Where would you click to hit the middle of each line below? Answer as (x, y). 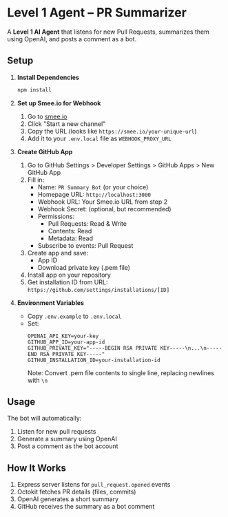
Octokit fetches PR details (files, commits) (76, 492)
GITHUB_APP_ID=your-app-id (66, 342)
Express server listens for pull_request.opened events (94, 485)
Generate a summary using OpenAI (67, 439)
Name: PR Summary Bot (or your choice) (93, 187)
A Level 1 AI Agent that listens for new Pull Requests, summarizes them (108, 32)
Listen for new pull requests (56, 432)
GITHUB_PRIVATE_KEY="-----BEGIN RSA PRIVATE (92, 348)
